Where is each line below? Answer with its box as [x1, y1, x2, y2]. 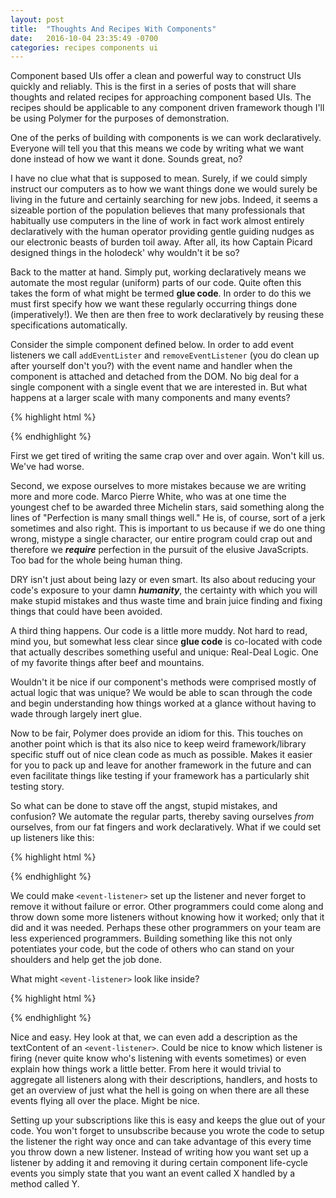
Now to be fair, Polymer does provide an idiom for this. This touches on [10, 727, 304, 740]
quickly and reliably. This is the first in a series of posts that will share [10, 81, 297, 93]
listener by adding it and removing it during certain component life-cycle [10, 1157, 308, 1169]
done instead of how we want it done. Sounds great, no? [10, 153, 243, 165]
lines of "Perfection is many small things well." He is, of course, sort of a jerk [10, 512, 326, 524]
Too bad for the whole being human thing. [10, 554, 183, 566]
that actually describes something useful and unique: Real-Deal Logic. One [10, 646, 319, 658]
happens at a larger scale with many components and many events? [10, 392, 291, 404]
